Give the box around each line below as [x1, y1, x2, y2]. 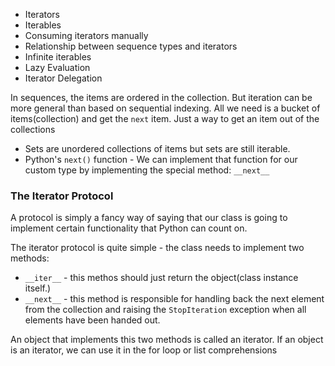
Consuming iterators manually [24, 30, 149, 41]
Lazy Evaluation [24, 62, 91, 73]
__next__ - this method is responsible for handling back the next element [24, 293, 325, 305]
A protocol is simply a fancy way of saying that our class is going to [10, 212, 288, 224]
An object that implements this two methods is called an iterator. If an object [10, 334, 324, 346]
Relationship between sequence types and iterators [24, 40, 238, 52]
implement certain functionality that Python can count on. [10, 222, 248, 234]
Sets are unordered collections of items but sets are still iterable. [24, 143, 291, 154]
